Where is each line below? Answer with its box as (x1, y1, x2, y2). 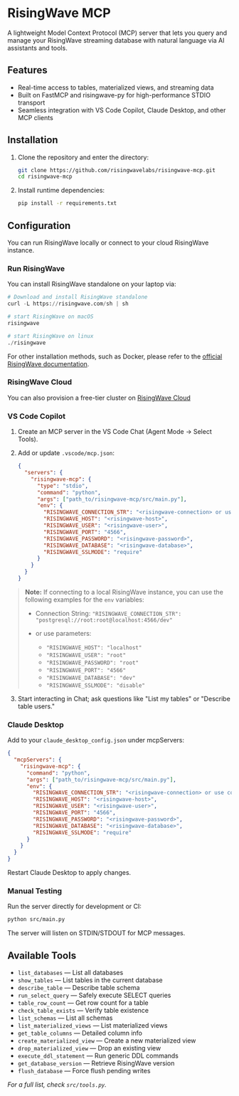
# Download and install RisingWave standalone (7, 294, 148, 301)
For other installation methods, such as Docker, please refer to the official (7, 352, 223, 361)
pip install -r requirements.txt (17, 200, 117, 207)
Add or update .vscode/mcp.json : (17, 449, 115, 457)
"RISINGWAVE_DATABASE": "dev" (46, 674, 136, 681)
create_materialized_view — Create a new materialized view (17, 1036, 196, 1045)
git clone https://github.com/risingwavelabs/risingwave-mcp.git (17, 166, 216, 174)
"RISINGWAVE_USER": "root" (46, 651, 127, 659)
